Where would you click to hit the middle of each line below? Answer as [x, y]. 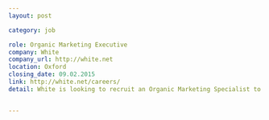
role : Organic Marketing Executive [68, 45]
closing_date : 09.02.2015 [52, 74]
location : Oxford [37, 67]
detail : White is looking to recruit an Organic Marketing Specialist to [135, 89]
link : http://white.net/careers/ [64, 82]
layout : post [30, 16]
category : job [32, 30]
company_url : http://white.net [61, 60]
